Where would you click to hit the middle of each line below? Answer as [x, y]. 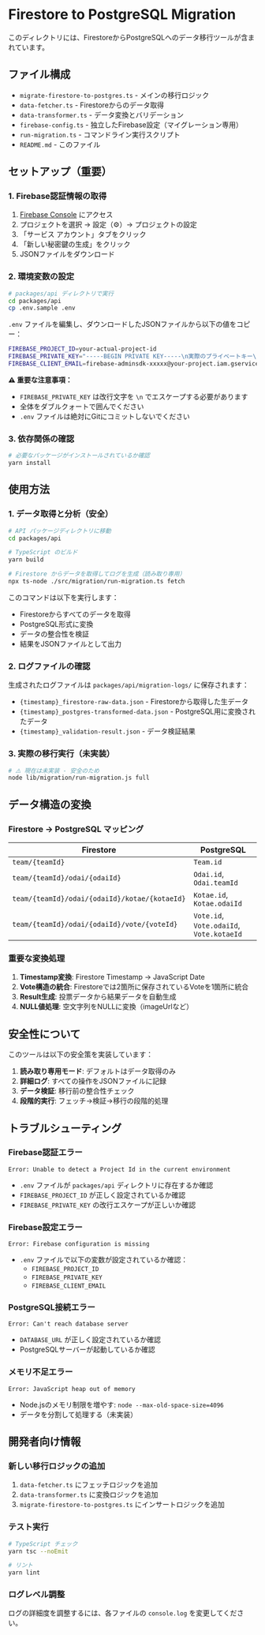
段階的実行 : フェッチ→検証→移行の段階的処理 [94, 1101]
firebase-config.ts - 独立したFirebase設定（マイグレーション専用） [131, 125]
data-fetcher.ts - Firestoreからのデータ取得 [91, 105]
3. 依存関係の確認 [41, 438]
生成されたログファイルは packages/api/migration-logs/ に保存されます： [129, 685]
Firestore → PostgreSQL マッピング [76, 829]
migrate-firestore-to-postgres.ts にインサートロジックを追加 [122, 1505]
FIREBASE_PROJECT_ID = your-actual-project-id [82, 349]
